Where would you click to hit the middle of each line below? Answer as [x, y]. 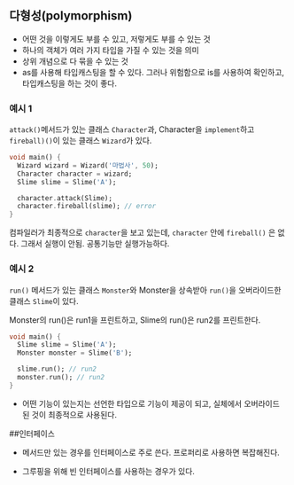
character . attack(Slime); [65, 198]
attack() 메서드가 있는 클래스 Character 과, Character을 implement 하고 [132, 129]
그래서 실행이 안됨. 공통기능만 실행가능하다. [95, 244]
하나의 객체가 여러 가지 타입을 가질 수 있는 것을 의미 [110, 50]
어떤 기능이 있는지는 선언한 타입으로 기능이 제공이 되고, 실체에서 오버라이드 [151, 403]
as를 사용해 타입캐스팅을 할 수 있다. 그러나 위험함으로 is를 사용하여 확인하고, [153, 72]
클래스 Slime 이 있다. [44, 301]
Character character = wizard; [75, 174]
